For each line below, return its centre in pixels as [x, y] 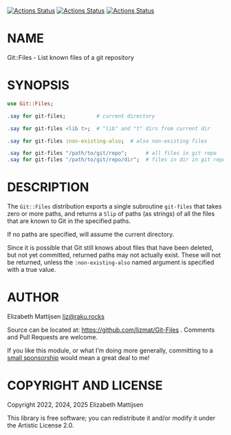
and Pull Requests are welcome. [53, 337]
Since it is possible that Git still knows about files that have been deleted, [110, 248]
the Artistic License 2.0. [41, 425]
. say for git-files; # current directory [81, 116]
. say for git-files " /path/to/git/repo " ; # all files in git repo [112, 153]
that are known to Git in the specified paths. [69, 221]
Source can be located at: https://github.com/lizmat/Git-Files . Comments [111, 330]
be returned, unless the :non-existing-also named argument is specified [111, 262]
